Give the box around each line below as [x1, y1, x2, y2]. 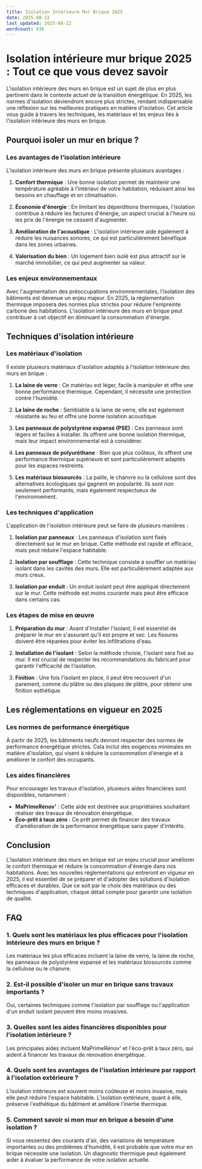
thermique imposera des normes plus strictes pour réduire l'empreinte [6, 301, 181, 308]
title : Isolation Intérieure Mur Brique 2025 [6, 8, 123, 15]
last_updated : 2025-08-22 [6, 20, 71, 26]
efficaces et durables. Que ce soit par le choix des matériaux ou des [6, 882, 177, 889]
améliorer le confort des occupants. [6, 756, 96, 764]
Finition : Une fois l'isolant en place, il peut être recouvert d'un [15, 674, 171, 682]
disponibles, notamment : [6, 791, 70, 799]
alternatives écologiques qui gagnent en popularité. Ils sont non [15, 480, 174, 487]
